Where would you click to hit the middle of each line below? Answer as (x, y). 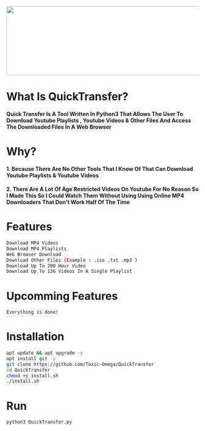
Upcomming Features (62, 296)
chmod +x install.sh (33, 375)
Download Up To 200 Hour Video (46, 266)
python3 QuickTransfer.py (39, 422)
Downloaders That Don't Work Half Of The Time (68, 202)
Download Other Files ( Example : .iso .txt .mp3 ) (72, 260)
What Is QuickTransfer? (67, 97)
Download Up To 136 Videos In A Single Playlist (69, 272)
